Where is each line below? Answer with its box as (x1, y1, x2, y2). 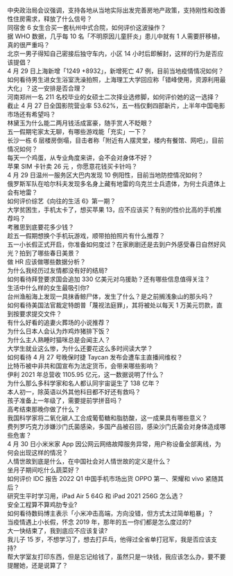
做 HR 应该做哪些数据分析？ (7, 257, 87, 266)
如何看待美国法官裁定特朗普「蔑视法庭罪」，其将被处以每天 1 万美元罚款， (7, 301, 217, 309)
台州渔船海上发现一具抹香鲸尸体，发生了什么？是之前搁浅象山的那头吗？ (7, 292, 214, 300)
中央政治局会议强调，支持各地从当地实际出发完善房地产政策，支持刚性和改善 (7, 6, 226, 14)
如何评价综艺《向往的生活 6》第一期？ (7, 197, 116, 205)
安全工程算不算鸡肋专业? (7, 500, 78, 509)
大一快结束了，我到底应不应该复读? (7, 527, 108, 534)
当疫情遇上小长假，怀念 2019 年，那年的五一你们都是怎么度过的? (7, 518, 192, 526)
